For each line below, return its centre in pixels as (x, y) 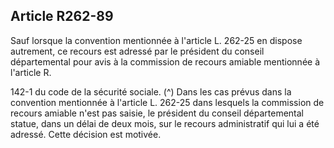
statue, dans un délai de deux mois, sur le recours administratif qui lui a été (165, 123)
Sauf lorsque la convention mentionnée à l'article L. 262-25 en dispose (156, 40)
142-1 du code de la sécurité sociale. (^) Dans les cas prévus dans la (151, 91)
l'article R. (31, 72)
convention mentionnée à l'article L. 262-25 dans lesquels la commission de (167, 102)
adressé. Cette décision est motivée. (86, 134)
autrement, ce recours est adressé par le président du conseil (137, 51)
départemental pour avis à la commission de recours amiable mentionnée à (165, 61)
